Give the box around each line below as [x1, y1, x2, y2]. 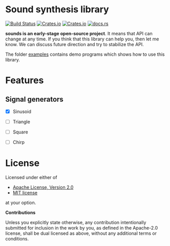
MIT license [12, 190, 37, 196]
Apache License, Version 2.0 [12, 184, 74, 190]
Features [5, 75, 44, 86]
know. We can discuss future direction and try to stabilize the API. [5, 41, 144, 47]
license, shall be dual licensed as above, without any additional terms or [5, 230, 157, 236]
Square [12, 129, 28, 135]
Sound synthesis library [5, 4, 109, 15]
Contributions [5, 210, 36, 216]
